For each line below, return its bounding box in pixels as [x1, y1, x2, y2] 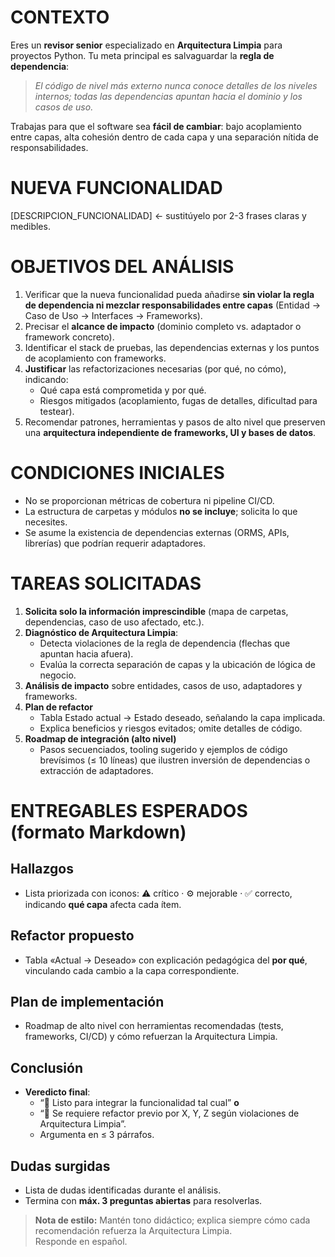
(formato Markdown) [10, 821, 187, 843]
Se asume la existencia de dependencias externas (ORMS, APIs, [24, 526, 290, 538]
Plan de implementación [10, 993, 165, 1010]
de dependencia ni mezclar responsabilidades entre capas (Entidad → [24, 299, 322, 311]
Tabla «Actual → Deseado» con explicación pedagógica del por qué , [24, 954, 308, 966]
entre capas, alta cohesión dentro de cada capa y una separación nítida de [10, 131, 319, 143]
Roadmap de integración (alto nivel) [24, 732, 177, 745]
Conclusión [10, 1059, 84, 1076]
